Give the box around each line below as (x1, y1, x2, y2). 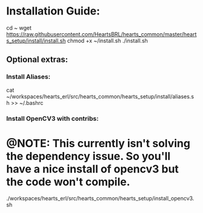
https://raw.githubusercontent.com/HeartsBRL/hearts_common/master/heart (6, 30, 197, 37)
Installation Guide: (6, 4, 100, 18)
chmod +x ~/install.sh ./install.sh (67, 37, 148, 44)
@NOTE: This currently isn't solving (6, 136, 190, 150)
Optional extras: (6, 54, 68, 65)
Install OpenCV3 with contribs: (6, 114, 99, 122)
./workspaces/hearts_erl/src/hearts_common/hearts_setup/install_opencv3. (6, 195, 195, 202)
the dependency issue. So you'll (6, 149, 171, 163)
